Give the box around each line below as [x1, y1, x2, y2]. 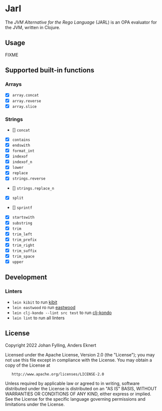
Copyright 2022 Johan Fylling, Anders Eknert [5, 342, 97, 348]
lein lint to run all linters [12, 315, 65, 320]
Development [5, 273, 48, 282]
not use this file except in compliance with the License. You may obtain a [5, 357, 152, 363]
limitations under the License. [5, 401, 65, 407]
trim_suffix [12, 248, 37, 253]
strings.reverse [12, 176, 46, 181]
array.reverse [12, 98, 41, 103]
